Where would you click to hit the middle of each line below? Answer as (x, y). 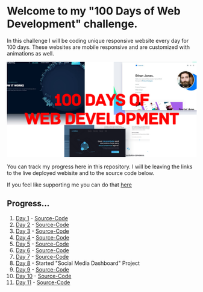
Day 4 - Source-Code (42, 237)
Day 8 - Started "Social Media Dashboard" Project (78, 263)
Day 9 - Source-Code (42, 269)
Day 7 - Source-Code (42, 256)
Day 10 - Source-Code (43, 276)
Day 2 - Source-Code (42, 224)
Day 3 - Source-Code (42, 231)
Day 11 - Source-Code (43, 282)
